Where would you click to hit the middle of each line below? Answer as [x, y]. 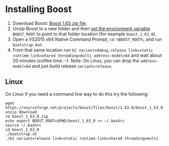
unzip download [21, 112]
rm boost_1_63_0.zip [27, 116]
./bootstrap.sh [21, 134]
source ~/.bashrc [23, 125]
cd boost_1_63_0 [22, 129]
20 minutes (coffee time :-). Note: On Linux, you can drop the [76, 60]
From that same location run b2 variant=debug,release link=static [83, 50]
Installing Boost [38, 9]
